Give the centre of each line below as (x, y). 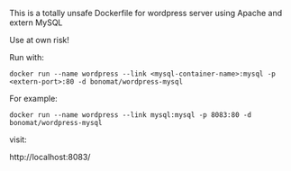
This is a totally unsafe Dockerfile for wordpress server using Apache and (146, 13)
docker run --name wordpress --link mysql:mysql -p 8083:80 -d (131, 115)
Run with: (27, 57)
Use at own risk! (39, 40)
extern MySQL (36, 22)
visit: (18, 139)
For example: (34, 99)
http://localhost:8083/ (50, 157)
